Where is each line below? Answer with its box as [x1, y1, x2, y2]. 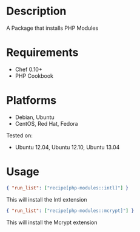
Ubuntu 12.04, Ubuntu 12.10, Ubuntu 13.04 [15, 143, 120, 151]
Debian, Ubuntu [15, 114, 55, 121]
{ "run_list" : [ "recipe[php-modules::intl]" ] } [6, 185, 129, 191]
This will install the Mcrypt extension [6, 219, 98, 226]
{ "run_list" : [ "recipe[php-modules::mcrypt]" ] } [6, 208, 135, 214]
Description [6, 4, 67, 18]
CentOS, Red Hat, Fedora [15, 120, 78, 127]
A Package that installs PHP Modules [6, 24, 99, 32]
